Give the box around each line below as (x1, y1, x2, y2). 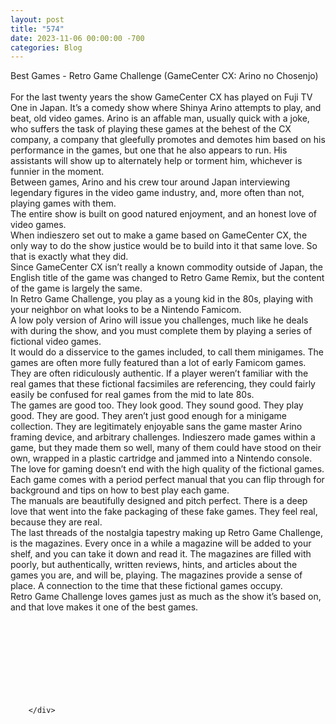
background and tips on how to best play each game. (10, 484, 230, 496)
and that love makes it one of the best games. (10, 601, 199, 613)
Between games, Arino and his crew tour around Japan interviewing (10, 176, 291, 188)
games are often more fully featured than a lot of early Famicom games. (10, 357, 307, 369)
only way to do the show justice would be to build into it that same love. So (10, 240, 318, 252)
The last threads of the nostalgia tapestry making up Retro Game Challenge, (10, 527, 323, 539)
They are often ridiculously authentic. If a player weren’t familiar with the (10, 367, 309, 380)
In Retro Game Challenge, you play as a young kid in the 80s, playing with (10, 293, 313, 305)
